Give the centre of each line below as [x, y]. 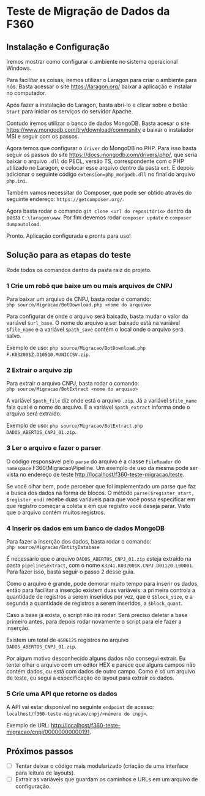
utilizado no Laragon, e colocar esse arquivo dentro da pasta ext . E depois [100, 168]
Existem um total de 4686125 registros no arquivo [68, 640]
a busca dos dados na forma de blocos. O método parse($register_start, [100, 493]
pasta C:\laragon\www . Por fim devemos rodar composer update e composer [99, 218]
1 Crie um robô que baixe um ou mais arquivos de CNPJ [89, 286]
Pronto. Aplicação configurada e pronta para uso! [69, 236]
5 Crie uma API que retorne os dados [62, 694]
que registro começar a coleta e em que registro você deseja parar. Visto [99, 506]
